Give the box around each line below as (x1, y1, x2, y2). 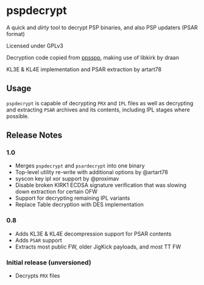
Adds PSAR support (15, 236, 62, 244)
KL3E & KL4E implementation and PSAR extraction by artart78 (6, 65, 162, 73)
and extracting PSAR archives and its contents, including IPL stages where (6, 106, 190, 113)
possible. (6, 112, 29, 119)
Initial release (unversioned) (6, 258, 91, 267)
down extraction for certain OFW (15, 188, 98, 195)
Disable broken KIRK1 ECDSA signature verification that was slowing (15, 181, 187, 189)
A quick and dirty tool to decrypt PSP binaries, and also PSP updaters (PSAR (6, 24, 198, 31)
